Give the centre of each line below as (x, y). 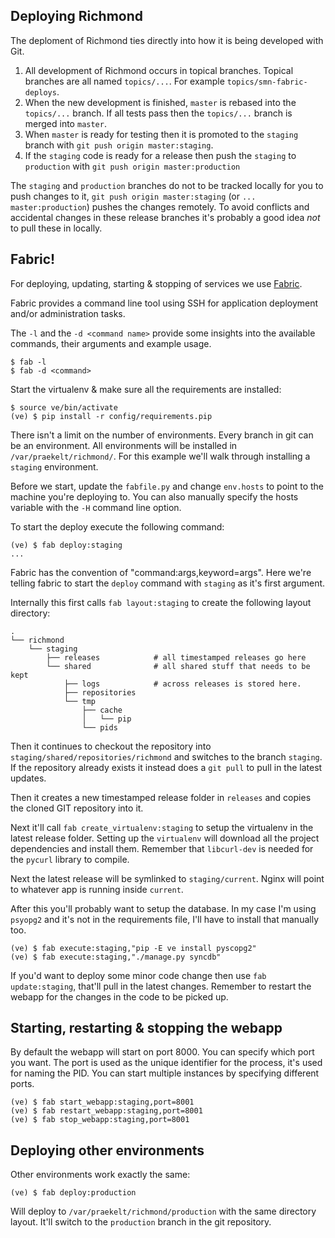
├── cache (102, 710)
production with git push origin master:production (132, 166)
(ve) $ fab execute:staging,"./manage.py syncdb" (116, 957)
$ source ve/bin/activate (64, 407)
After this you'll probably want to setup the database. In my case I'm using (163, 908)
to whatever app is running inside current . (97, 889)
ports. (22, 1084)
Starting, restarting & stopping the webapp (146, 1028)
